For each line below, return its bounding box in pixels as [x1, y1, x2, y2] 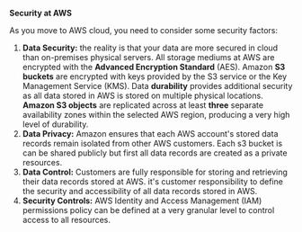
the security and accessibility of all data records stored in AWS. [22, 186, 258, 196]
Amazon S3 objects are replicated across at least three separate [22, 100, 263, 111]
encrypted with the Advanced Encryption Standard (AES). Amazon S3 [22, 62, 286, 72]
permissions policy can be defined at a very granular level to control [22, 205, 275, 215]
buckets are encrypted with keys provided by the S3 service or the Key [22, 71, 288, 82]
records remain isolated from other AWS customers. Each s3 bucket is [22, 138, 283, 148]
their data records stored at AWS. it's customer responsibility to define [22, 176, 283, 187]
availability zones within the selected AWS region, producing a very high [22, 110, 290, 120]
